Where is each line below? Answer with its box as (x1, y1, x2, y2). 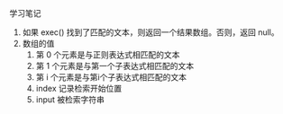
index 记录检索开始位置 (35, 83, 123, 93)
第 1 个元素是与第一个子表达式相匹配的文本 (35, 61, 195, 71)
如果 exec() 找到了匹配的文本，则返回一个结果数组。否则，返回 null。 (22, 27, 279, 38)
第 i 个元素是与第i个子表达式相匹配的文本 (35, 72, 187, 83)
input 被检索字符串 (35, 94, 105, 105)
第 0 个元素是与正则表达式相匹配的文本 (35, 49, 180, 60)
